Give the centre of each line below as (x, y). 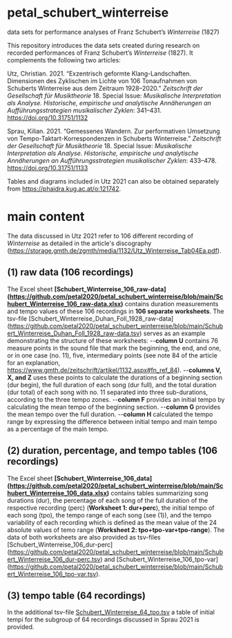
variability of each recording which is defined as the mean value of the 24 (112, 522)
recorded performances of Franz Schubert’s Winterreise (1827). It (100, 53)
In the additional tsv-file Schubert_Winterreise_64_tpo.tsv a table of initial (111, 612)
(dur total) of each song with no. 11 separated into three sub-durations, (108, 392)
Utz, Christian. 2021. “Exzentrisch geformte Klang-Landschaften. (99, 73)
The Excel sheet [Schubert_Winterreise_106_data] (80, 478)
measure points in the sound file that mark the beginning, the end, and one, (114, 348)
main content (46, 217)
